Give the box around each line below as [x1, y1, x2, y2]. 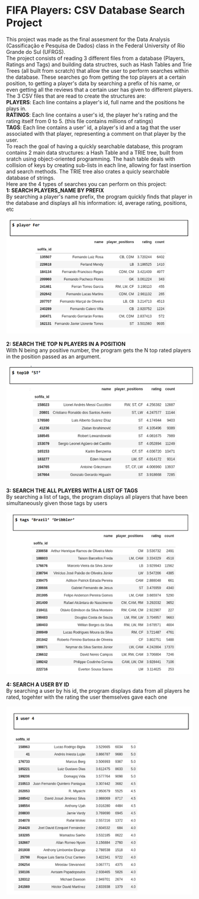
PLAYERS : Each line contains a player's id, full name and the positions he [6, 98, 185, 105]
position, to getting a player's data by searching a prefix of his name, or [6, 79, 181, 86]
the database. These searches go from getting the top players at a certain [6, 73, 187, 81]
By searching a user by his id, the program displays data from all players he [6, 688, 190, 695]
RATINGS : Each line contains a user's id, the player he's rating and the [6, 111, 178, 118]
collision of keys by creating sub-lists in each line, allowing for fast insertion [6, 161, 191, 169]
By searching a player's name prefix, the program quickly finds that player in [6, 193, 192, 200]
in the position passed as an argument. [6, 353, 101, 360]
